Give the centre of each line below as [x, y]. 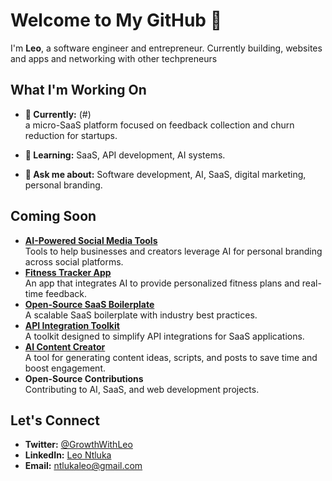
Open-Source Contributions [84, 378]
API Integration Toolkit [72, 325]
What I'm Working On [78, 90]
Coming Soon [53, 216]
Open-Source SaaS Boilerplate [89, 304]
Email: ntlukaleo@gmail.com [83, 466]
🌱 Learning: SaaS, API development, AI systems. [125, 155]
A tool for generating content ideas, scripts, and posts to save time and [171, 357]
